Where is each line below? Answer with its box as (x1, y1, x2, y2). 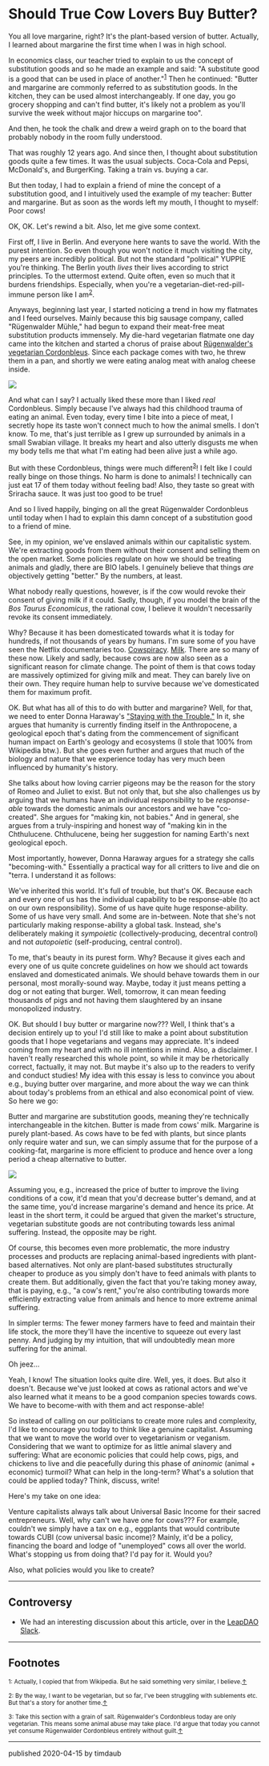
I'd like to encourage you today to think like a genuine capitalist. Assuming (8, 1424, 253, 1434)
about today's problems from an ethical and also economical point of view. (8, 1087, 255, 1097)
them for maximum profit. (8, 687, 92, 696)
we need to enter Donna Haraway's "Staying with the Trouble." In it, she (8, 711, 245, 721)
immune (8, 290, 35, 299)
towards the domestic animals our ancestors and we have (24, 803, 215, 813)
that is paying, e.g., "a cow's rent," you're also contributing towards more (8, 1285, 250, 1295)
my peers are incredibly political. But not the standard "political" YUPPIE (8, 254, 247, 263)
